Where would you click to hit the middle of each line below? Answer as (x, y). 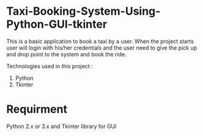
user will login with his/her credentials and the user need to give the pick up (102, 48)
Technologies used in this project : (50, 66)
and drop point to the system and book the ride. (66, 54)
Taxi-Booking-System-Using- (83, 11)
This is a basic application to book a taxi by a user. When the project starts (100, 41)
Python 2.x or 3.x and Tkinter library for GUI (61, 126)
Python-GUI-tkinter (57, 24)
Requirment (37, 109)
